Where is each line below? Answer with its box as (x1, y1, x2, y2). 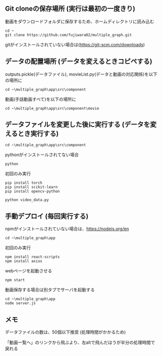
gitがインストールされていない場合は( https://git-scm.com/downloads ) (5, 41, 145, 47)
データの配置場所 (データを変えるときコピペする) (5, 58, 153, 66)
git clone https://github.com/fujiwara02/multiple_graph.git (5, 32, 132, 38)
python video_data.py (5, 198, 49, 202)
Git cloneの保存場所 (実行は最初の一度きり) (5, 4, 136, 13)
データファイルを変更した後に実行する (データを (5, 120, 150, 129)
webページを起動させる (5, 268, 52, 274)
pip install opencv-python (5, 189, 60, 194)
